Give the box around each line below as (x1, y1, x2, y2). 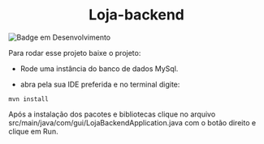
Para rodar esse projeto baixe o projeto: (8, 48, 141, 57)
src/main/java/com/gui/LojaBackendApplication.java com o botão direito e (8, 117, 257, 127)
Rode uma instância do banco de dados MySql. (19, 63, 179, 74)
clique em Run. (8, 126, 58, 136)
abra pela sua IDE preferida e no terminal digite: (19, 79, 180, 89)
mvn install (8, 95, 49, 103)
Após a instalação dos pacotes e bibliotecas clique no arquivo (8, 109, 216, 119)
